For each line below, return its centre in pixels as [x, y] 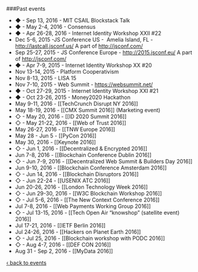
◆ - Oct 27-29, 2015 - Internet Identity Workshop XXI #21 [87, 91]
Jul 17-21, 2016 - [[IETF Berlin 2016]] [60, 225]
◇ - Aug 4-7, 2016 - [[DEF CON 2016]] [63, 245]
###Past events [26, 9]
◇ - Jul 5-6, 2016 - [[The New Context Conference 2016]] [87, 200]
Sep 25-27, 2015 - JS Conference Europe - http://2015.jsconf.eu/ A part [104, 52]
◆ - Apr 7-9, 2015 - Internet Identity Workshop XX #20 [83, 65]
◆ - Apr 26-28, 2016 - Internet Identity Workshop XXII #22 [88, 33]
